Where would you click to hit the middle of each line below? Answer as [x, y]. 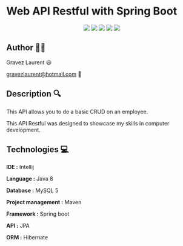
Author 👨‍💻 [26, 48]
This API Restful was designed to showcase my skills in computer [88, 123]
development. [23, 130]
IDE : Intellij [20, 167]
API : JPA [18, 226]
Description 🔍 [34, 94]
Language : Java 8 [30, 179]
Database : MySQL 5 [32, 191]
